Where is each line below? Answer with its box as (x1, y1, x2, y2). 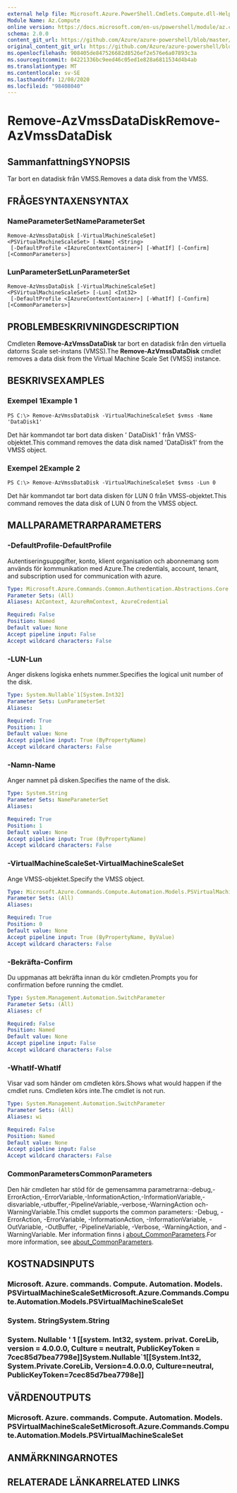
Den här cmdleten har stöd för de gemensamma (7, 1185, 147, 1193)
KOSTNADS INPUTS (7, 1257, 95, 1270)
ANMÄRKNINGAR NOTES (7, 1452, 119, 1464)
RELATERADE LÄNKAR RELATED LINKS (7, 1476, 181, 1488)
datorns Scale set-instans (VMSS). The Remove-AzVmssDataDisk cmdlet (7, 347, 221, 356)
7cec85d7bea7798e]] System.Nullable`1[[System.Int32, (7, 1352, 202, 1362)
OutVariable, (7, 1222, 44, 1231)
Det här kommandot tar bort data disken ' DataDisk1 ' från (7, 430, 175, 439)
